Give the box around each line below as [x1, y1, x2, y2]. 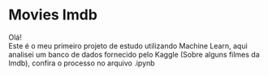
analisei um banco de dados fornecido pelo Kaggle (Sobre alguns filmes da [8, 49, 260, 59]
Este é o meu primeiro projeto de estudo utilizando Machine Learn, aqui [8, 40, 248, 50]
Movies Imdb [8, 6, 97, 24]
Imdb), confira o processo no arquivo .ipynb [8, 58, 156, 68]
